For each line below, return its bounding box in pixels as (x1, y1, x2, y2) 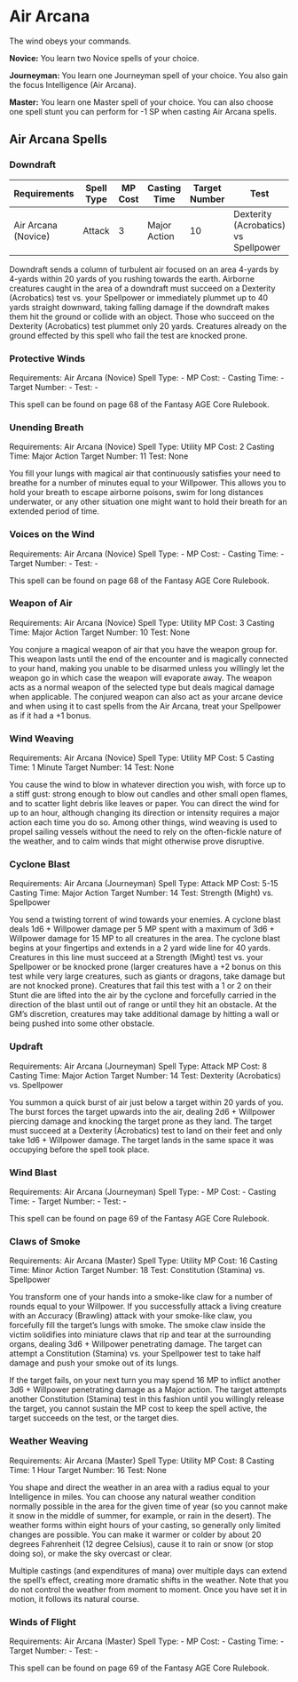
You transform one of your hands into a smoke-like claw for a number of (9, 1292, 273, 1302)
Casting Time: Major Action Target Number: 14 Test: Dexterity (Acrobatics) (9, 1069, 281, 1081)
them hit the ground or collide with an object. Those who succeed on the (9, 311, 275, 322)
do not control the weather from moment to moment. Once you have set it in (9, 1584, 287, 1595)
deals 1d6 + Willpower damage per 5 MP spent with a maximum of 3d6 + (9, 924, 275, 934)
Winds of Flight (9, 1615, 77, 1628)
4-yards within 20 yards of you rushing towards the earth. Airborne (9, 273, 255, 284)
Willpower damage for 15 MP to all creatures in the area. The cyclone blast (9, 933, 281, 944)
